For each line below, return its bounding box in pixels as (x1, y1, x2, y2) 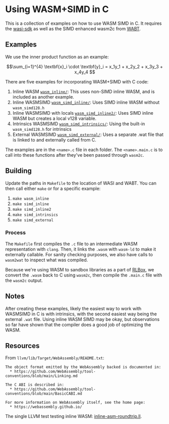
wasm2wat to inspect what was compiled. (5, 257, 88, 263)
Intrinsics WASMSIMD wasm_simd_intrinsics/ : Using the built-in (12, 120, 145, 127)
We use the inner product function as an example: (5, 54, 109, 60)
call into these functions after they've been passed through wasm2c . (5, 152, 144, 158)
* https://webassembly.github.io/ (10, 404, 82, 410)
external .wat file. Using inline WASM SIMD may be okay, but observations (5, 316, 160, 322)
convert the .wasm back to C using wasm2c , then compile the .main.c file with (5, 272, 162, 278)
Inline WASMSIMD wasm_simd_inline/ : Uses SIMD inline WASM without (12, 99, 160, 105)
